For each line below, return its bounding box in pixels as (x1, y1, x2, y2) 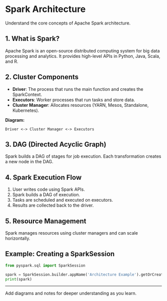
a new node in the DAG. (5, 159, 54, 165)
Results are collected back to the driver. (12, 202, 94, 208)
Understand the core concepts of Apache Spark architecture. (5, 20, 131, 26)
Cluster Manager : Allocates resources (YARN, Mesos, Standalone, (12, 102, 149, 108)
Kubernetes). (12, 107, 39, 113)
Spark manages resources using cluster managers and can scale (5, 230, 138, 236)
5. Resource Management (5, 217, 86, 225)
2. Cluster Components (5, 73, 79, 81)
